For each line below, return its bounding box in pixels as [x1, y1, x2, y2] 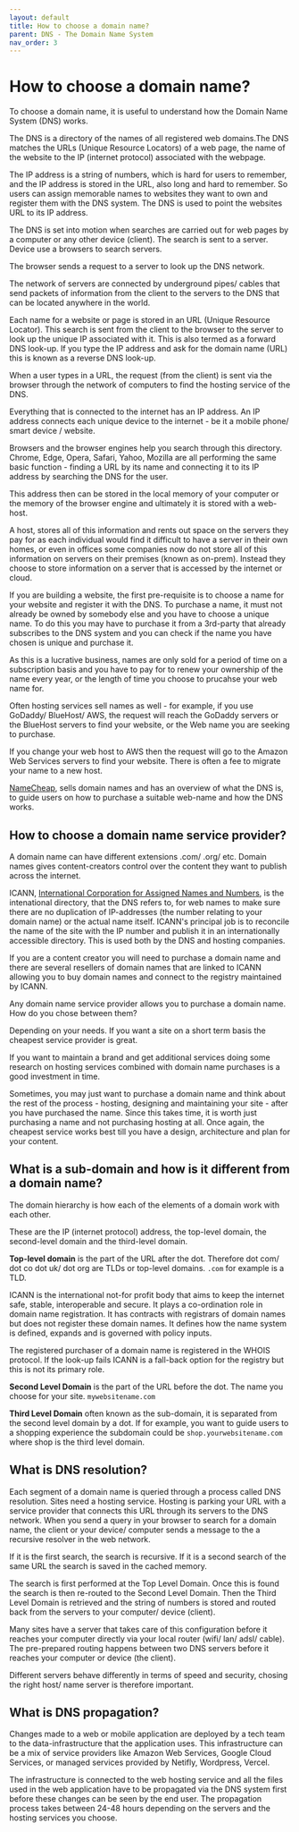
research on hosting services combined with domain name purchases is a [9, 1062, 281, 1072]
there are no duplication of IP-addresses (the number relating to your [9, 907, 263, 917]
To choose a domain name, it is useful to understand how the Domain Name [9, 106, 288, 117]
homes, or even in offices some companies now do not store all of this [9, 544, 268, 555]
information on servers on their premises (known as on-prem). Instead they [9, 554, 286, 564]
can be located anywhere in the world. [9, 297, 151, 309]
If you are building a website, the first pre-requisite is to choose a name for [9, 589, 285, 600]
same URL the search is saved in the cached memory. [9, 1560, 208, 1571]
